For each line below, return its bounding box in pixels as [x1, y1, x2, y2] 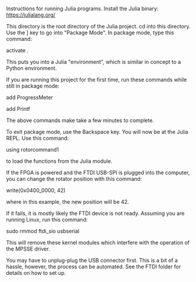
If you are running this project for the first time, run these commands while [6, 76, 187, 83]
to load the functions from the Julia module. [6, 158, 113, 165]
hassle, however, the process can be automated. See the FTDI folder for [6, 263, 181, 270]
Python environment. [6, 65, 57, 72]
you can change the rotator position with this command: [6, 175, 142, 182]
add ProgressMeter [6, 94, 53, 101]
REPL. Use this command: [6, 134, 69, 142]
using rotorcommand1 [6, 146, 59, 153]
